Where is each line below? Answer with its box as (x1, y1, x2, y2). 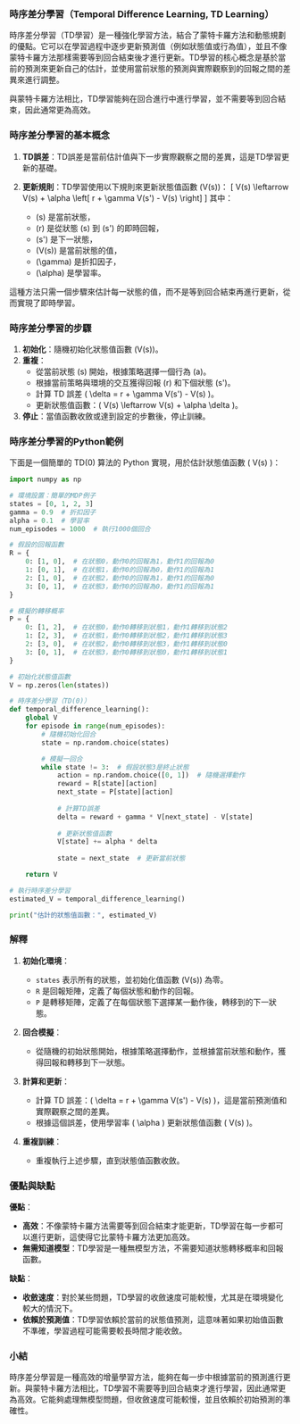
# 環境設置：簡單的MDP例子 (9, 491, 96, 501)
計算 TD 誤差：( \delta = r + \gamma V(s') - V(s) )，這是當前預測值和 (35, 1095, 287, 1105)
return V (25, 870, 58, 879)
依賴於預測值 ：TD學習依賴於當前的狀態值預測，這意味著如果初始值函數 (21, 1314, 284, 1325)
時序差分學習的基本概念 (9, 129, 110, 142)
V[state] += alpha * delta (56, 837, 158, 846)
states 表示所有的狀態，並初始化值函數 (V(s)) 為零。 (35, 974, 229, 985)
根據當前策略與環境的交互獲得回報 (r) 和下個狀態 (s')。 (35, 377, 236, 387)
